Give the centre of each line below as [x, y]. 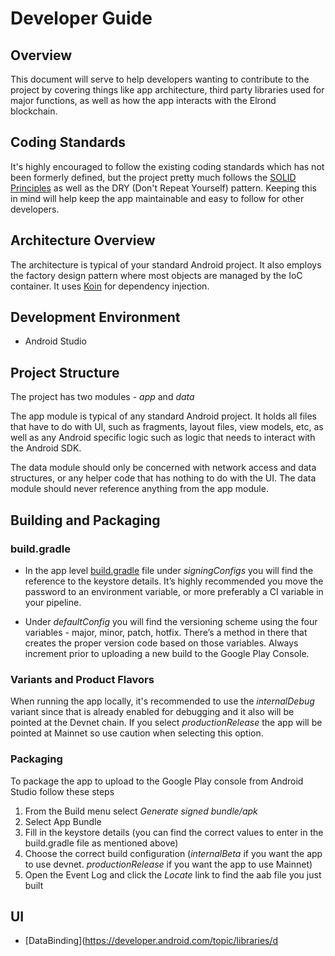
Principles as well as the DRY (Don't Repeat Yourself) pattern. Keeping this [163, 188]
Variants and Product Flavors [82, 679]
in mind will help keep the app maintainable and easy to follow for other [157, 198]
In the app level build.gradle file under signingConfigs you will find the [169, 570]
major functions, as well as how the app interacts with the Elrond [143, 100]
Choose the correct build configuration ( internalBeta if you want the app [173, 853]
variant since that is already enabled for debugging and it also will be [152, 712]
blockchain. [34, 111]
